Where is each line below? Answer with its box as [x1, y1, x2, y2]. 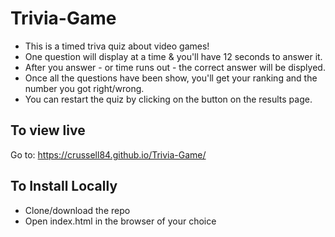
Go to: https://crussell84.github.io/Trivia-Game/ [10, 148, 207, 161]
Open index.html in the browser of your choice [24, 215, 217, 227]
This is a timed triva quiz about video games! [24, 40, 210, 52]
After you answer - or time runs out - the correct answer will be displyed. [24, 61, 326, 73]
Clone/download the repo [24, 204, 131, 216]
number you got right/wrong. [24, 82, 145, 94]
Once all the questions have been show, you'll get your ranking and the [24, 72, 318, 84]
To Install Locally [10, 178, 118, 195]
